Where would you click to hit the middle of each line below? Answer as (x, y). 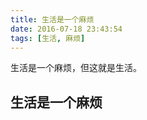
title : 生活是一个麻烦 (52, 19)
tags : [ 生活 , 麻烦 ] (48, 38)
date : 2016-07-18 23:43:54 (66, 29)
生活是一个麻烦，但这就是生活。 (76, 68)
